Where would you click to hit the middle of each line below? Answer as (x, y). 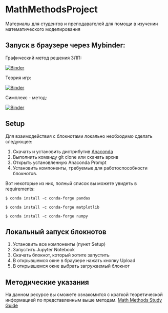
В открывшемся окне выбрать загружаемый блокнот (71, 266)
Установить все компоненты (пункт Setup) (59, 244)
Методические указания (47, 282)
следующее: (19, 141)
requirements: (20, 189)
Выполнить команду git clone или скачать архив (66, 157)
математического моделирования (43, 29)
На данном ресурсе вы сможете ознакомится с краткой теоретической (84, 294)
